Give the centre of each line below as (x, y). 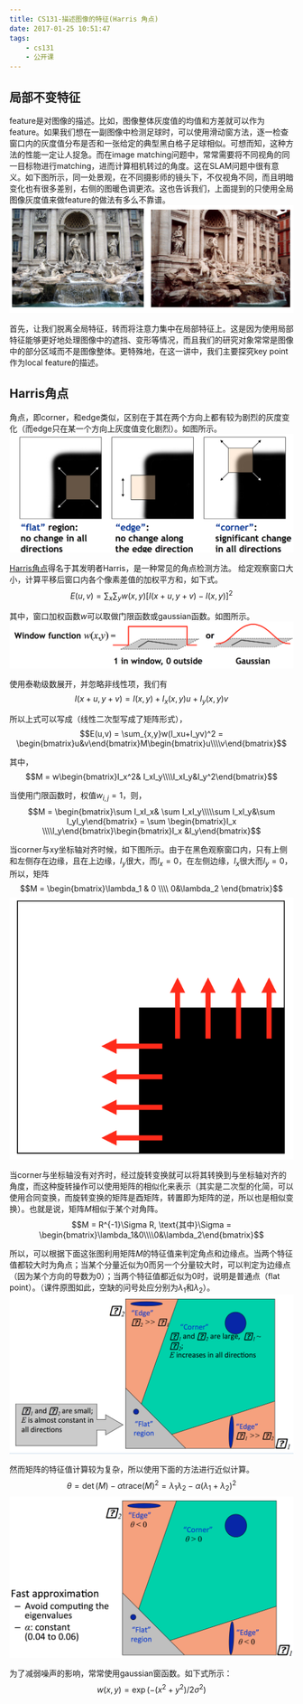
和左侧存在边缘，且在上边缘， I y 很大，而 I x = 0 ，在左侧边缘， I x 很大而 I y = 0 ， (151, 861)
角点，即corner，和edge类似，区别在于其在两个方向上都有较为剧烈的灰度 (146, 417)
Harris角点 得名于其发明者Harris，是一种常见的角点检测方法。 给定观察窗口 (147, 568)
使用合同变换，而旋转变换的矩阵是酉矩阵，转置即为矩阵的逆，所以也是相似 (147, 1197)
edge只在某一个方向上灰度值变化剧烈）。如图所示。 (128, 428)
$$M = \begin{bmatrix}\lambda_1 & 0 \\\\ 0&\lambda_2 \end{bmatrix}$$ (151, 888)
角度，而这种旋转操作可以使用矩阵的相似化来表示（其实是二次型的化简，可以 (151, 1186)
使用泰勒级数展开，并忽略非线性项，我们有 (88, 683)
